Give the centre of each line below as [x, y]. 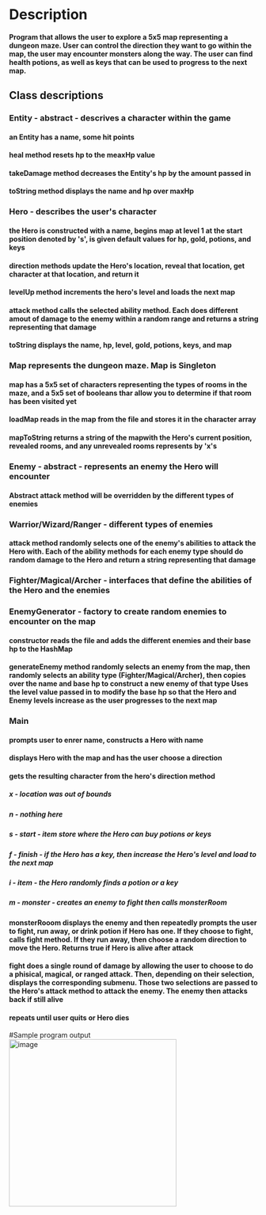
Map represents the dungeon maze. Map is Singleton [113, 366]
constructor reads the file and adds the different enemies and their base [130, 640]
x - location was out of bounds [60, 794]
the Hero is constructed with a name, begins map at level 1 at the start [126, 230]
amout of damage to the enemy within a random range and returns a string [134, 318]
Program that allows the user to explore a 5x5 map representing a [119, 36]
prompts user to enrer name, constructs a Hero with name [106, 740]
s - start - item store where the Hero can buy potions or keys [110, 834]
